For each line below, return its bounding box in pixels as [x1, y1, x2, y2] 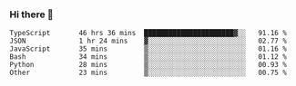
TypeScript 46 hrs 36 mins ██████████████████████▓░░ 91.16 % [9, 29, 287, 38]
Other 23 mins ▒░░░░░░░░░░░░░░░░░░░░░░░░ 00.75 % [9, 68, 287, 78]
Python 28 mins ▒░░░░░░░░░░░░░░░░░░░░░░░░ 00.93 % [9, 61, 287, 70]
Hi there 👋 [9, 8, 55, 21]
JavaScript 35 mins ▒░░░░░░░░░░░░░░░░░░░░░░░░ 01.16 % [9, 44, 287, 53]
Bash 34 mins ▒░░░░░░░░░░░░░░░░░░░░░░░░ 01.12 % [9, 53, 287, 62]
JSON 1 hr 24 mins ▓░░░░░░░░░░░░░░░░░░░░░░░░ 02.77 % [9, 36, 287, 46]
